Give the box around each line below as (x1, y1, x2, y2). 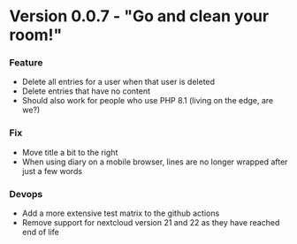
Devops (9, 187, 43, 200)
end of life (21, 227, 59, 238)
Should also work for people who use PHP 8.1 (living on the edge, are (21, 95, 274, 106)
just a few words (21, 165, 82, 176)
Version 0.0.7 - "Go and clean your (9, 6, 270, 27)
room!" (9, 25, 63, 45)
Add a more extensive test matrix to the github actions (21, 208, 220, 218)
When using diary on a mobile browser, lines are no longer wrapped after (21, 156, 288, 167)
